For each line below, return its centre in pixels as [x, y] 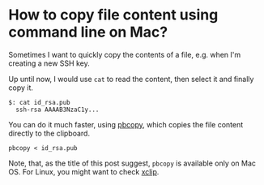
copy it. [21, 88]
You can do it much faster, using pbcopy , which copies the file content [126, 124]
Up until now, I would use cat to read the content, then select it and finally [131, 79]
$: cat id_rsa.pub [39, 102]
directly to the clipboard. [49, 133]
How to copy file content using [113, 15]
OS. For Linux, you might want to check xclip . [84, 171]
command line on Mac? [88, 32]
